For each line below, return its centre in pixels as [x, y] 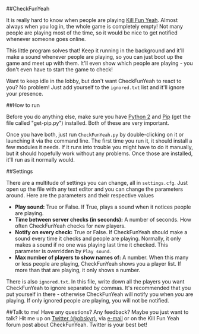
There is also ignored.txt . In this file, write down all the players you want [95, 281]
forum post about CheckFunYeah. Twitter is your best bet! [77, 324]
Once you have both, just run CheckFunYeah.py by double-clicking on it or [95, 134]
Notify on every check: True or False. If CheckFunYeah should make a [101, 232]
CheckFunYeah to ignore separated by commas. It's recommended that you [99, 288]
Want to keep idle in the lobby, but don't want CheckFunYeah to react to [94, 81]
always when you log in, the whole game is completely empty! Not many [94, 26]
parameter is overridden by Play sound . [63, 251]
